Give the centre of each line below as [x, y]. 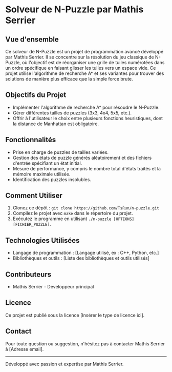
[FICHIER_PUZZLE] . [32, 224]
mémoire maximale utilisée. [41, 174]
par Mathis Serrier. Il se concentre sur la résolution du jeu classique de [80, 57]
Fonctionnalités [31, 140]
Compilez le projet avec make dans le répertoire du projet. [73, 213]
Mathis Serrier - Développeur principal [53, 287]
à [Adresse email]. [25, 349]
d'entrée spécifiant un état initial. [47, 163]
